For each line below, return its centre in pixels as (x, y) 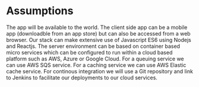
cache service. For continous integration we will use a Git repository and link (99, 71)
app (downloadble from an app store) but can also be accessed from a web (99, 33)
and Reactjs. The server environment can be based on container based (93, 46)
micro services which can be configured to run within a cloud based (89, 52)
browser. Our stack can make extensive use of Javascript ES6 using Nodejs (99, 40)
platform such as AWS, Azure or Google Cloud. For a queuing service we (95, 59)
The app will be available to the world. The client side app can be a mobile (97, 27)
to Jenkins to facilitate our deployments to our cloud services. (82, 78)
